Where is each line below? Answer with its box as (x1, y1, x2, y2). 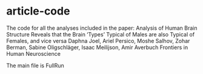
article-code (6, 4, 70, 18)
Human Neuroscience (6, 50, 61, 57)
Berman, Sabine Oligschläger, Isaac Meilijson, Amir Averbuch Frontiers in (6, 44, 188, 51)
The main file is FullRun (6, 62, 65, 69)
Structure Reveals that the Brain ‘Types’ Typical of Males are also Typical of (6, 30, 195, 38)
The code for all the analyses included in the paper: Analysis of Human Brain (6, 24, 198, 32)
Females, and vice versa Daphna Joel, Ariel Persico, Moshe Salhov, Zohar (6, 37, 190, 44)
